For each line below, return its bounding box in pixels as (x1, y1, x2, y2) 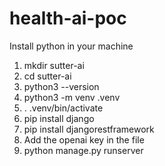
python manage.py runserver (23, 144, 144, 156)
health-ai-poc (9, 7, 127, 30)
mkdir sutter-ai (23, 59, 85, 71)
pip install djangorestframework (23, 123, 155, 135)
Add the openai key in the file (23, 133, 145, 146)
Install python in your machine (9, 40, 134, 52)
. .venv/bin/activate (23, 102, 104, 114)
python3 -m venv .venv (23, 91, 121, 103)
